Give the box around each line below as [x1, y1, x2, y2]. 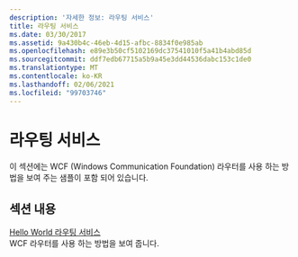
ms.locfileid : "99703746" [9, 88, 106, 97]
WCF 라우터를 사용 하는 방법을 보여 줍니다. [9, 238, 160, 249]
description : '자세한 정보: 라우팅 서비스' [9, 13, 155, 22]
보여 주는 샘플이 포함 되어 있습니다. [25, 173, 149, 183]
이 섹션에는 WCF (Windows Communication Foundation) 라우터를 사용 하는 [9, 161, 280, 172]
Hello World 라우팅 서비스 [9, 226, 101, 238]
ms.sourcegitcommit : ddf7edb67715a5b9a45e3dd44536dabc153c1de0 [9, 55, 252, 64]
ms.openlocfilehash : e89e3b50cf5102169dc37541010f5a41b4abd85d [9, 47, 252, 56]
